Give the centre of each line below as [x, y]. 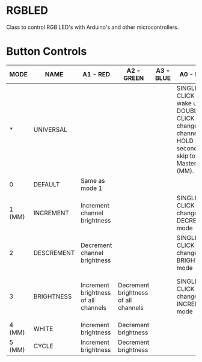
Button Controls [47, 51]
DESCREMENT [54, 253]
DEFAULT [47, 184]
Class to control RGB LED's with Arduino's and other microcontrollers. [93, 27]
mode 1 [92, 188]
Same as [93, 180]
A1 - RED [96, 74]
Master [186, 163]
